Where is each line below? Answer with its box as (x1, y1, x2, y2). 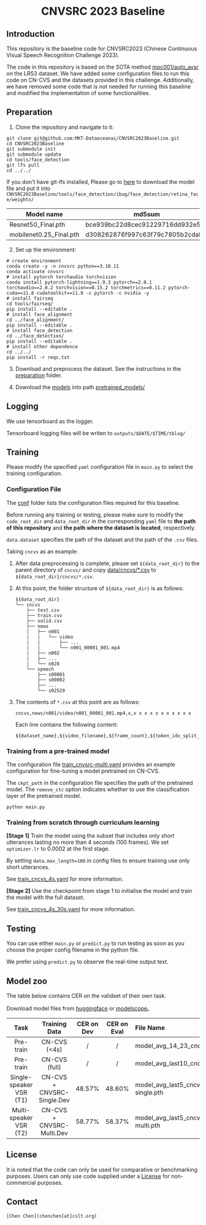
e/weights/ (6, 196, 34, 203)
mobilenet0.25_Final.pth (9, 230, 80, 238)
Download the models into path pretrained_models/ (15, 383, 145, 390)
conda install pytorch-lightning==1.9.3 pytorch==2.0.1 (6, 279, 152, 286)
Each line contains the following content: (15, 721, 118, 728)
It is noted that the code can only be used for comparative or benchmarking (6, 1166, 198, 1173)
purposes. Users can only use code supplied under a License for (6, 1172, 170, 1180)
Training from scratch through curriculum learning (6, 818, 160, 827)
